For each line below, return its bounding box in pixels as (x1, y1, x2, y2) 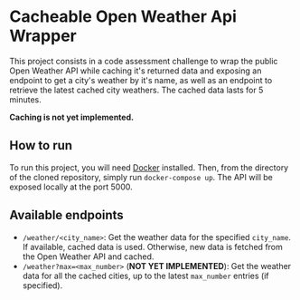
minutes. (9, 93, 42, 105)
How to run (9, 138, 73, 153)
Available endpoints (9, 208, 124, 223)
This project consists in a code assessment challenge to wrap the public (9, 55, 278, 66)
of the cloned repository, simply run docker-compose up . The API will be (9, 171, 274, 182)
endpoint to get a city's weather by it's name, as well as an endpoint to (9, 74, 273, 85)
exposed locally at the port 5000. (9, 181, 133, 192)
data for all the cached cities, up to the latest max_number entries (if (22, 270, 269, 281)
